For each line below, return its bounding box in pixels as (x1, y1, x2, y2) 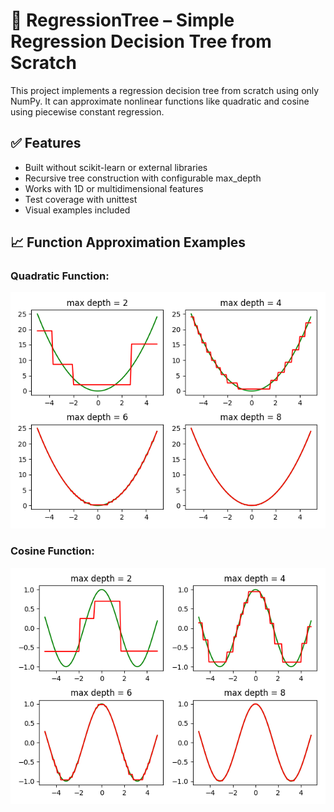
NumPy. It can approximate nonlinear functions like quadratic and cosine (10, 95, 310, 107)
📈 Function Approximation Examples (10, 234, 247, 251)
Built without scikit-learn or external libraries (24, 161, 208, 173)
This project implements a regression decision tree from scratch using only (10, 84, 320, 96)
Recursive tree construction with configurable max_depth (24, 172, 262, 184)
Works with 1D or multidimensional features (24, 182, 204, 194)
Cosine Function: (10, 544, 95, 558)
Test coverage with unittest (24, 193, 138, 205)
